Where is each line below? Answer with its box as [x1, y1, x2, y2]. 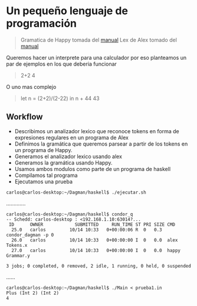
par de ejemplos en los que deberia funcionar [6, 60, 117, 67]
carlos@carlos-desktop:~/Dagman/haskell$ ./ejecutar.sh [6, 189, 146, 195]
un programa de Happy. [14, 146, 73, 153]
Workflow [6, 112, 43, 122]
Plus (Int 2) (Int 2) [6, 290, 60, 296]
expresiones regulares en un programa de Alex [14, 134, 129, 141]
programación [6, 17, 77, 30]
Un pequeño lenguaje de [6, 4, 129, 18]
